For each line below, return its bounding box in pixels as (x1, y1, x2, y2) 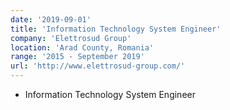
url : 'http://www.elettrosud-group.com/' (10, 61, 186, 71)
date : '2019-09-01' (10, 14, 92, 25)
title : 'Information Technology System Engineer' (10, 24, 222, 34)
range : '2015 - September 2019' (10, 52, 145, 62)
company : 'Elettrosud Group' (10, 33, 132, 43)
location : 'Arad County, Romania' (10, 42, 155, 53)
